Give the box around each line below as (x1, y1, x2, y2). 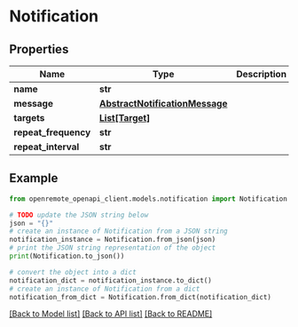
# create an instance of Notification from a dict (9, 284, 200, 293)
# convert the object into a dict (9, 267, 137, 276)
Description (236, 68, 286, 80)
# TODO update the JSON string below (9, 211, 149, 219)
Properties (9, 42, 69, 57)
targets (13, 112, 45, 124)
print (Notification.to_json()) (9, 251, 125, 261)
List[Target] (98, 112, 151, 124)
